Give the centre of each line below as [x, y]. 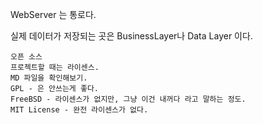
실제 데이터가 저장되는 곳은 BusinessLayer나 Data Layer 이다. [131, 36]
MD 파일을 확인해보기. [49, 78]
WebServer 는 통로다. [53, 14]
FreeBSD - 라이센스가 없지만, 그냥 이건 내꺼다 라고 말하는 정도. [128, 99]
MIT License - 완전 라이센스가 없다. [79, 110]
